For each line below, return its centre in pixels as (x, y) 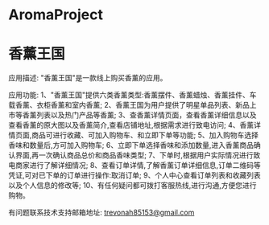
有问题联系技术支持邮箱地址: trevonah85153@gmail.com (101, 213)
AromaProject (56, 15)
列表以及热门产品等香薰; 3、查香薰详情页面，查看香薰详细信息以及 (146, 115)
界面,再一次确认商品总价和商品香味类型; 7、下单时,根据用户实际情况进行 (134, 155)
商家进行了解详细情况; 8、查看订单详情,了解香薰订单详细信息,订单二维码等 (138, 166)
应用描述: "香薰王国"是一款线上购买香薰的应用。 (88, 78)
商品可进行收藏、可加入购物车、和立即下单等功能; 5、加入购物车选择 (145, 135)
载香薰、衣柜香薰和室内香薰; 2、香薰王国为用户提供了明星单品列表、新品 (129, 105)
